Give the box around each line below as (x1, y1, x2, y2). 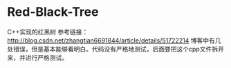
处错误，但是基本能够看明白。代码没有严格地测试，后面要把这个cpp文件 (7, 45, 212, 53)
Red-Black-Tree (7, 4, 99, 20)
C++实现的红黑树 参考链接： (7, 27, 89, 36)
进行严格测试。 (25, 53, 68, 62)
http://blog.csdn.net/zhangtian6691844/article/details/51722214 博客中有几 (7, 36, 221, 45)
